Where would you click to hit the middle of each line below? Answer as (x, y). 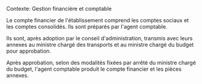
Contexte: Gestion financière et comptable (59, 9)
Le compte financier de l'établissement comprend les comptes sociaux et (98, 20)
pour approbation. (29, 51)
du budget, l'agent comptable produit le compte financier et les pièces (94, 69)
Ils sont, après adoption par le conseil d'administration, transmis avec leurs (99, 38)
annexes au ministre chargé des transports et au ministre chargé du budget (100, 45)
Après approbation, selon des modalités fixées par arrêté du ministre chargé (101, 63)
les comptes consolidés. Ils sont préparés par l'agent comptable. (87, 27)
